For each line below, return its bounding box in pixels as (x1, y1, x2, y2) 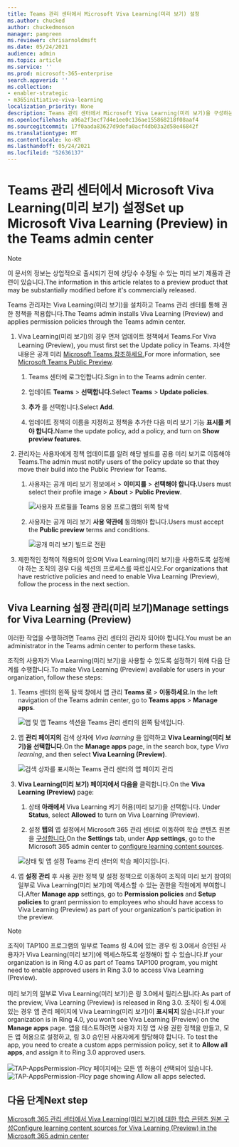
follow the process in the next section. (17, 579, 130, 588)
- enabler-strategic (7, 90, 69, 97)
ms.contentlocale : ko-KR (7, 136, 81, 143)
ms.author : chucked (7, 17, 65, 24)
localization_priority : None (7, 103, 94, 110)
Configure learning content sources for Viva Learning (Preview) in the (13, 1124, 217, 1132)
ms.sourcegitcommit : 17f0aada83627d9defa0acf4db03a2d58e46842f (7, 122, 199, 130)
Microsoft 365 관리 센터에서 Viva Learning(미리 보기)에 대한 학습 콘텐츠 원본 (7, 1114, 223, 1123)
